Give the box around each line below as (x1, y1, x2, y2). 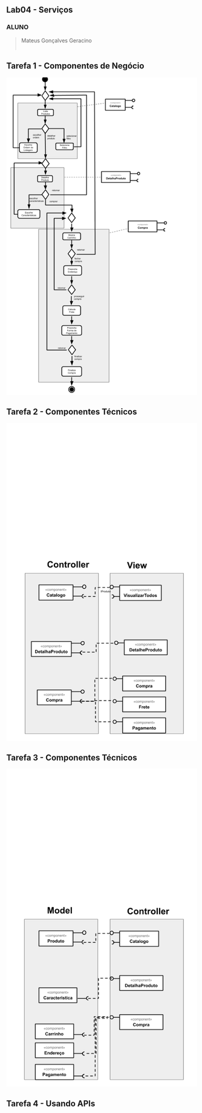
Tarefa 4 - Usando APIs (6, 1098, 96, 1109)
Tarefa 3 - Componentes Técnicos (6, 752, 137, 762)
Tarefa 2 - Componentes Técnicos (6, 407, 137, 417)
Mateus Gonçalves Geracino (21, 36, 92, 44)
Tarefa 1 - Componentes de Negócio (6, 61, 145, 71)
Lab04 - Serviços (6, 5, 73, 15)
